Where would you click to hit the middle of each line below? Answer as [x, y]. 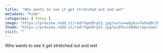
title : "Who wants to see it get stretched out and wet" [65, 9]
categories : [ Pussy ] [28, 18]
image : [12, 23]
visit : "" [15, 32]
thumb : [12, 27]
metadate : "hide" [23, 14]
